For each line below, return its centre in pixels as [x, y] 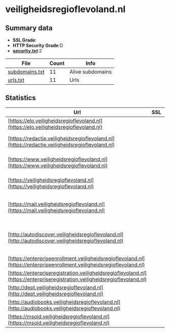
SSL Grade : [25, 40]
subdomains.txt [26, 72]
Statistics [21, 98]
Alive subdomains [91, 72]
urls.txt [16, 80]
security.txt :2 [27, 51]
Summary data [29, 28]
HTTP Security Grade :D [38, 45]
